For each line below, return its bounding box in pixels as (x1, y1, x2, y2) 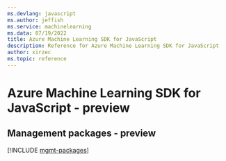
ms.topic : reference (7, 56, 67, 62)
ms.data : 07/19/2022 (7, 29, 67, 37)
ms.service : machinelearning (7, 23, 92, 30)
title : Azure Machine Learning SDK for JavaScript (7, 36, 157, 43)
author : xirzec (7, 49, 51, 56)
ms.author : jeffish (7, 17, 64, 24)
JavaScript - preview (7, 100, 131, 115)
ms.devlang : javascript (7, 10, 76, 17)
